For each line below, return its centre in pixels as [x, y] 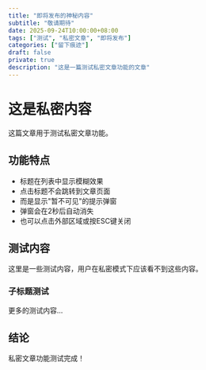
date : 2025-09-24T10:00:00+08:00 [63, 30]
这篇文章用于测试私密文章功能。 [60, 133]
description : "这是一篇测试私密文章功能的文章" [79, 68]
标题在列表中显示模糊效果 [61, 181]
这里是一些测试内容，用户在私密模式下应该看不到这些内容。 [105, 269]
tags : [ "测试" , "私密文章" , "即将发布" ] [70, 38]
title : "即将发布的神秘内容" [51, 16]
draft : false [30, 53]
